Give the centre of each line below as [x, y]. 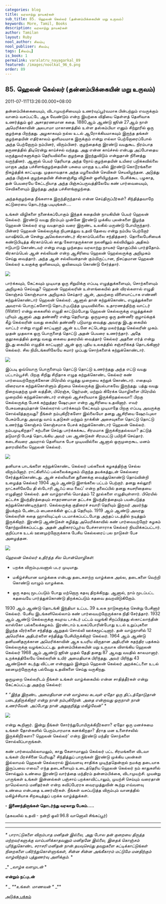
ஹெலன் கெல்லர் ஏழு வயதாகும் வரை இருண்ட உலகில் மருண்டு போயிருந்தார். [78, 225]
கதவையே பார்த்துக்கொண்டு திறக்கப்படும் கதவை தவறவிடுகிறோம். [74, 598]
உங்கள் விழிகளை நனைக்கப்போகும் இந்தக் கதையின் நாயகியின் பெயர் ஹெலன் [77, 214]
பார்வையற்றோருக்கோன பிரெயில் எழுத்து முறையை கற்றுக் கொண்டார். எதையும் [78, 380]
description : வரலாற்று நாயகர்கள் [36, 28]
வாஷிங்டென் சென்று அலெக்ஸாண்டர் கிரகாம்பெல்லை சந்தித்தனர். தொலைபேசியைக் [83, 236]
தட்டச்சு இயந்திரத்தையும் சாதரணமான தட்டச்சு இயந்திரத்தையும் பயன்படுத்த [75, 499]
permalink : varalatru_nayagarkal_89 [43, 60]
